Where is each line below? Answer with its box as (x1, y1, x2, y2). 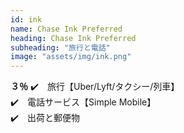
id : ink (10, 14, 43, 25)
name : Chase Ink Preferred (10, 24, 123, 34)
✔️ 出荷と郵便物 (10, 112, 81, 124)
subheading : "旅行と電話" (10, 42, 111, 53)
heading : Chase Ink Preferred (10, 33, 137, 43)
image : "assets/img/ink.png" (10, 52, 132, 62)
